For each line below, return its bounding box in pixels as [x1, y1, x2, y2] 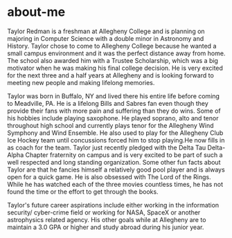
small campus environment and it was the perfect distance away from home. [7, 49, 226, 57]
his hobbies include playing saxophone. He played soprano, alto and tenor [7, 113, 219, 122]
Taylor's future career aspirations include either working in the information [7, 201, 220, 209]
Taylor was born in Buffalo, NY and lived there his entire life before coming [7, 91, 220, 100]
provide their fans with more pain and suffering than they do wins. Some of [7, 107, 221, 115]
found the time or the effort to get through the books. [7, 187, 159, 196]
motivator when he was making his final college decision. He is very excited [7, 64, 224, 72]
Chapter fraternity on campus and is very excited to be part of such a [25, 150, 223, 159]
